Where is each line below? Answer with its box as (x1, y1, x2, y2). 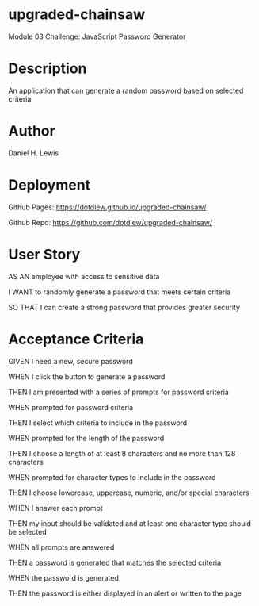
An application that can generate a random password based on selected (8, 86, 244, 95)
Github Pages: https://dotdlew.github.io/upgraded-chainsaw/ (8, 202, 208, 212)
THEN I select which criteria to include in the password (8, 418, 188, 428)
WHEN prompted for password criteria (8, 402, 133, 412)
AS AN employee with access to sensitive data (8, 271, 160, 281)
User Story (8, 245, 81, 263)
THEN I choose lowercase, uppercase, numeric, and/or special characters (8, 488, 249, 497)
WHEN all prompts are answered (8, 542, 115, 552)
